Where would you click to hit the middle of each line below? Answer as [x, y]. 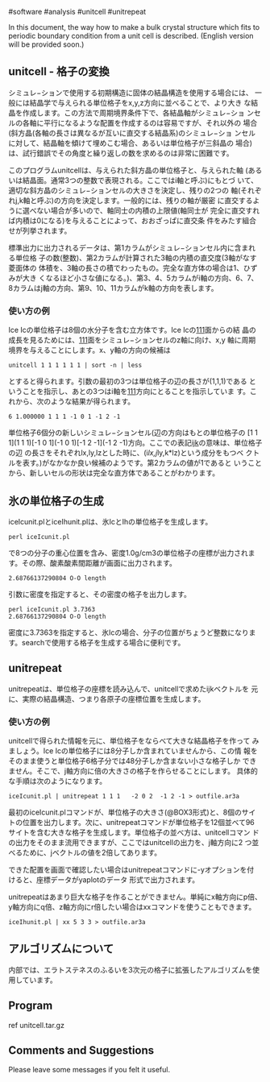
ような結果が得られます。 [93, 401]
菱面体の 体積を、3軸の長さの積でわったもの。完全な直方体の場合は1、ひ [130, 267]
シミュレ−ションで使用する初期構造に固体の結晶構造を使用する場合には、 [131, 93]
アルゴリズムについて [61, 949]
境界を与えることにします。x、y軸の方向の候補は [89, 350]
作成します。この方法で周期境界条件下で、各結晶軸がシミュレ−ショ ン [138, 113]
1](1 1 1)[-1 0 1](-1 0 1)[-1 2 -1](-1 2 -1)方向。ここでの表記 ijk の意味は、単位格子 [135, 443]
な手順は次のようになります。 [58, 781]
